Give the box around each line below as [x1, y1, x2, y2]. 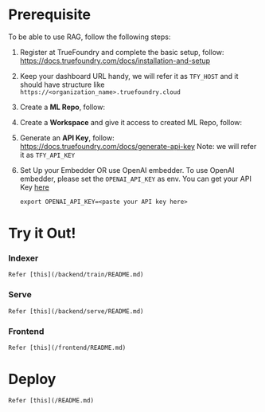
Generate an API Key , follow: [19, 133, 115, 143]
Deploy [8, 371, 57, 388]
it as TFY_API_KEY [19, 150, 76, 159]
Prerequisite [8, 6, 92, 24]
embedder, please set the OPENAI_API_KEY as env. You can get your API [19, 174, 252, 183]
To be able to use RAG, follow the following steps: [8, 32, 171, 41]
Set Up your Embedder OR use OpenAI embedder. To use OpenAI [19, 165, 235, 175]
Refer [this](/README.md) [8, 396, 94, 404]
